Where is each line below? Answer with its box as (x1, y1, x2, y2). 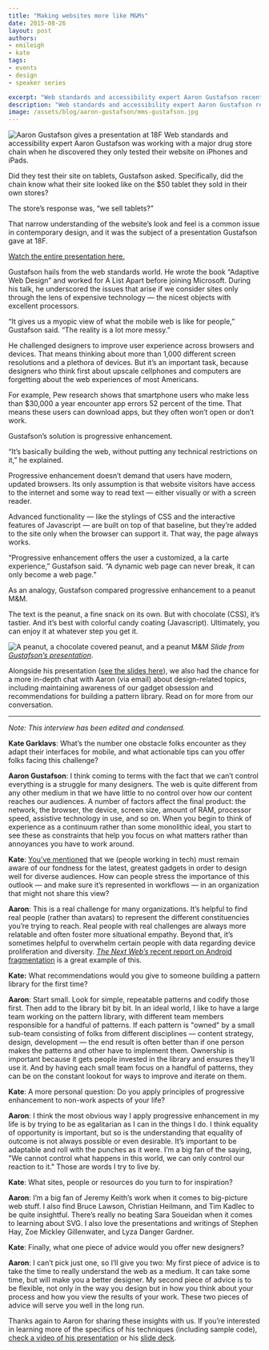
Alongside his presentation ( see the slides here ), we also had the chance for (8, 666, 259, 676)
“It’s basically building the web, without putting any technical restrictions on (8, 447, 258, 456)
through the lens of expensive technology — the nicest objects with (8, 293, 231, 303)
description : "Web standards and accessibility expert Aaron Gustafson (8, 101, 252, 109)
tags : (8, 57, 26, 65)
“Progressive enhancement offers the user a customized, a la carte (8, 553, 230, 563)
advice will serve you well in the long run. (8, 1300, 145, 1310)
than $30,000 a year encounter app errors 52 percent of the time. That (8, 399, 242, 408)
